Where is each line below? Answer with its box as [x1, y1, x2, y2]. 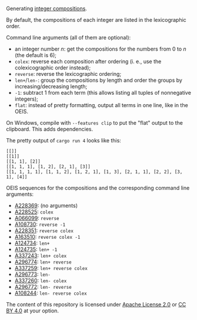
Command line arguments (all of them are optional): [6, 34, 131, 41]
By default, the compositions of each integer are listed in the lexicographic [6, 16, 186, 23]
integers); [14, 95, 38, 102]
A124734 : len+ [14, 239, 50, 246]
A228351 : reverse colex [14, 227, 74, 234]
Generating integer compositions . [6, 5, 87, 12]
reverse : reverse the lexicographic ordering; [14, 71, 122, 77]
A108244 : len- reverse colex [14, 289, 87, 296]
